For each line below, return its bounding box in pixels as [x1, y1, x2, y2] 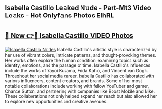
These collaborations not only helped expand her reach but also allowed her [5, 93, 157, 99]
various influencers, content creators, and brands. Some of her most [5, 78, 142, 84]
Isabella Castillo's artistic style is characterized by [57, 47, 157, 52]
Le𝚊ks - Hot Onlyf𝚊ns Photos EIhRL [5, 12, 114, 20]
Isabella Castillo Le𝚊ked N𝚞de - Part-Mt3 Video [5, 4, 151, 12]
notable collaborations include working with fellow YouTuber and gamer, [5, 83, 149, 89]
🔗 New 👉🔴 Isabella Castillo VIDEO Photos [5, 31, 133, 40]
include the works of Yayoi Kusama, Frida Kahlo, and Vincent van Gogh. [5, 68, 148, 73]
